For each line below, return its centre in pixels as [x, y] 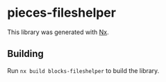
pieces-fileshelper [62, 13]
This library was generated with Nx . [58, 32]
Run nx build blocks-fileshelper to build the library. [83, 70]
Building [25, 54]
